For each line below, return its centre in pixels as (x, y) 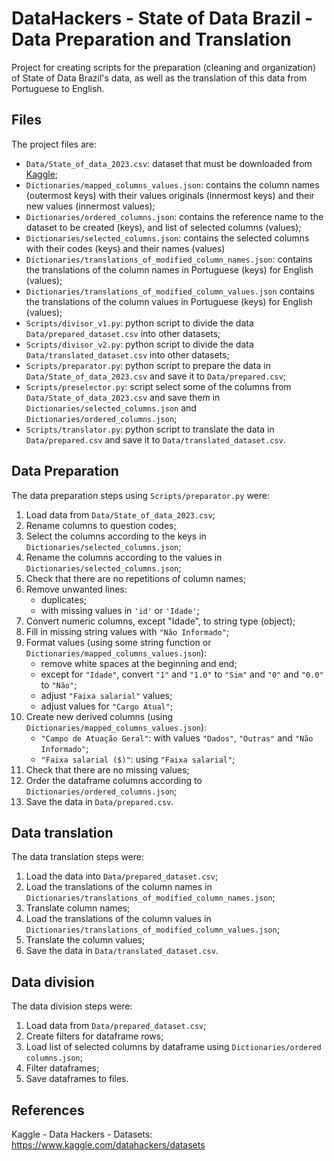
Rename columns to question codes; (101, 525)
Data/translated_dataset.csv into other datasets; (127, 354)
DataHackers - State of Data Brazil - (162, 18)
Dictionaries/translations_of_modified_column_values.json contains (170, 291)
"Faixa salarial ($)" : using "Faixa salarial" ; (138, 759)
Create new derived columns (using (99, 716)
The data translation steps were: (77, 857)
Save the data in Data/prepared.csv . (99, 801)
